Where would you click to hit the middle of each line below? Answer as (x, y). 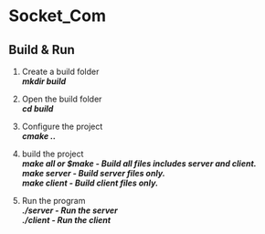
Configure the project (62, 126)
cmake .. (39, 136)
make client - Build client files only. (90, 183)
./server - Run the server (69, 210)
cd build (37, 109)
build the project (53, 154)
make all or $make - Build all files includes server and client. (139, 164)
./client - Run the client (66, 220)
